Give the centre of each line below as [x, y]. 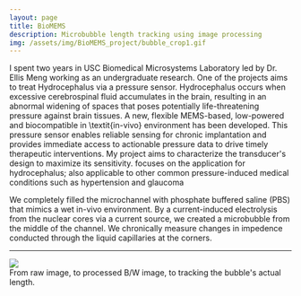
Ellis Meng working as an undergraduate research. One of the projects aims [149, 78]
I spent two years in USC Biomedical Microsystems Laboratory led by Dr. [143, 68]
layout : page [34, 17]
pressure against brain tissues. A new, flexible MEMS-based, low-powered [147, 116]
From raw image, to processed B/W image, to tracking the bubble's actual [145, 273]
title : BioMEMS [38, 26]
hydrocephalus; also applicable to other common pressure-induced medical [149, 173]
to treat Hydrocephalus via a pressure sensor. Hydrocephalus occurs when [148, 87]
